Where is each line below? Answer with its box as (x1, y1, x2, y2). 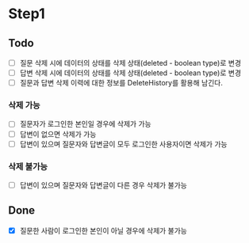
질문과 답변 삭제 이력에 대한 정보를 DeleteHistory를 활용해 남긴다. (19, 78, 224, 88)
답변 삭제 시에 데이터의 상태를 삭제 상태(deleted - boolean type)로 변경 (19, 68, 242, 78)
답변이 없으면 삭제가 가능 (19, 129, 97, 139)
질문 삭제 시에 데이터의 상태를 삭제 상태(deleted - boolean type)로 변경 (19, 59, 242, 67)
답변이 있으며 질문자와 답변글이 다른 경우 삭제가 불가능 (19, 180, 188, 190)
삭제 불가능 (8, 161, 48, 172)
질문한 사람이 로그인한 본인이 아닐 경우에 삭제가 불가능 (19, 226, 188, 235)
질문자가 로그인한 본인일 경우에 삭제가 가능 (19, 120, 152, 129)
